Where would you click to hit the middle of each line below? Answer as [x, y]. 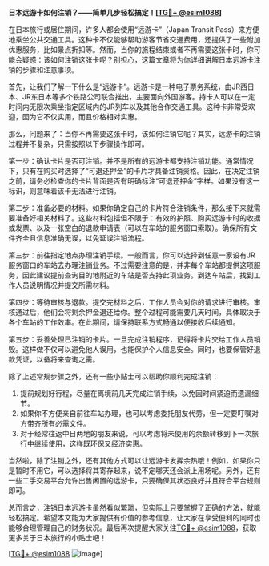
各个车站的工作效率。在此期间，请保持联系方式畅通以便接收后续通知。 [124, 322]
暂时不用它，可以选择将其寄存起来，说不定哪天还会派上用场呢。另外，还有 [138, 471]
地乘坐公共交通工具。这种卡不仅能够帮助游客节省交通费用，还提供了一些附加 [134, 40]
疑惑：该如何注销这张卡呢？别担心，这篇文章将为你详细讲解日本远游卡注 [141, 60]
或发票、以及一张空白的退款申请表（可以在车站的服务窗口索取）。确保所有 [129, 228]
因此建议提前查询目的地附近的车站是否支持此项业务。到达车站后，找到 [138, 275]
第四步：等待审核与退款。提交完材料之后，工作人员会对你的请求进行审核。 [131, 302]
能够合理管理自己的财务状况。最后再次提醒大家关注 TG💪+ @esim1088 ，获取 [132, 528]
